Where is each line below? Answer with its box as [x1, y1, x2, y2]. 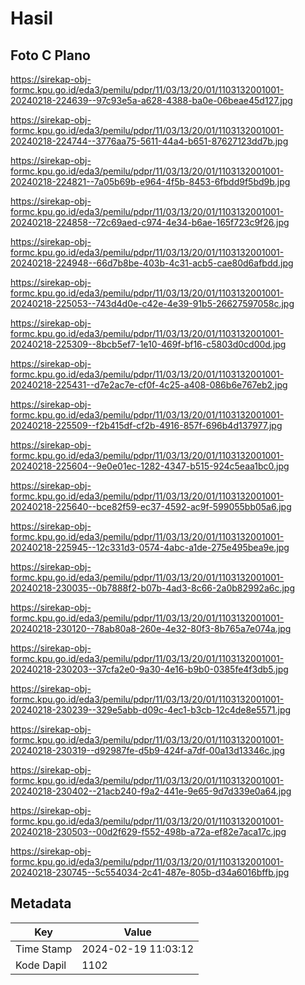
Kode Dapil [15, 958, 67, 972]
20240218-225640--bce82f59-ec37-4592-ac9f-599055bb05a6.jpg [10, 501, 292, 512]
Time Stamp [15, 942, 73, 956]
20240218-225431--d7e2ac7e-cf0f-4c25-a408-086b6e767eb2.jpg [10, 379, 288, 391]
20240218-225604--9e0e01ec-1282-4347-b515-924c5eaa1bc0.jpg [10, 460, 290, 472]
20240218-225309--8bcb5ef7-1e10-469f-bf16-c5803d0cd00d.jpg [10, 338, 287, 350]
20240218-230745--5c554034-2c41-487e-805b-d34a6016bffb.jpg [10, 867, 290, 878]
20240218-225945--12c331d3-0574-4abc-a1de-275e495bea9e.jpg [10, 542, 290, 553]
